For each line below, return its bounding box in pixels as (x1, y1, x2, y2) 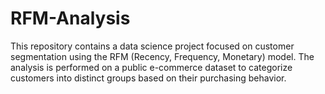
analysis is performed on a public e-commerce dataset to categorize (10, 61, 293, 73)
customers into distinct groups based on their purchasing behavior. (10, 72, 287, 84)
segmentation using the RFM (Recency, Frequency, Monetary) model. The (10, 50, 315, 62)
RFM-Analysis (10, 7, 131, 30)
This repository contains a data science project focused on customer (10, 40, 295, 52)
